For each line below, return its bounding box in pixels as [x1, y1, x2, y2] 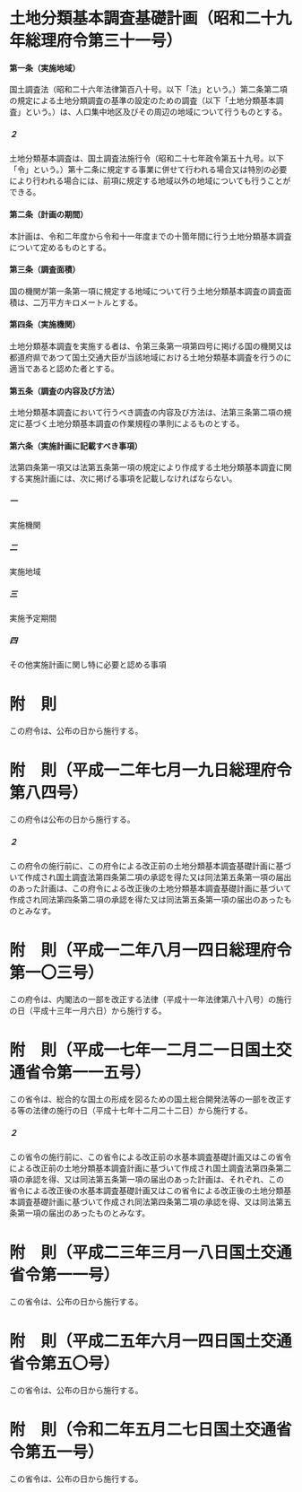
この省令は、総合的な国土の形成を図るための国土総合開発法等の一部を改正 [9, 1094, 284, 1104]
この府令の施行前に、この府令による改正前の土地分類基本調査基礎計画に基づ [9, 860, 292, 871]
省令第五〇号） [9, 1354, 120, 1374]
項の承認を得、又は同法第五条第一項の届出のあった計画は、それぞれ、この [9, 1174, 285, 1184]
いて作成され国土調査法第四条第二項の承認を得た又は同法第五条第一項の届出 [9, 872, 292, 883]
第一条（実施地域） [9, 62, 81, 73]
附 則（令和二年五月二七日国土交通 [9, 1419, 277, 1440]
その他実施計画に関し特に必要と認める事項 [9, 659, 167, 670]
